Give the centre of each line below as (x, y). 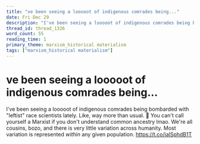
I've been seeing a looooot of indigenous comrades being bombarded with (98, 109)
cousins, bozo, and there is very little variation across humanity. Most (91, 128)
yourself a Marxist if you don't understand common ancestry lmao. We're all (99, 121)
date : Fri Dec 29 (28, 17)
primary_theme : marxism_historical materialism (66, 45)
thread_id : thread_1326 (36, 28)
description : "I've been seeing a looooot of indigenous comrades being (98, 23)
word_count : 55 (25, 34)
